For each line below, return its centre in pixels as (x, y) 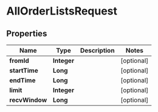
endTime (22, 80)
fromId (19, 61)
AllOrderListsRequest (62, 11)
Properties (27, 34)
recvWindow (28, 100)
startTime (24, 71)
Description (97, 51)
